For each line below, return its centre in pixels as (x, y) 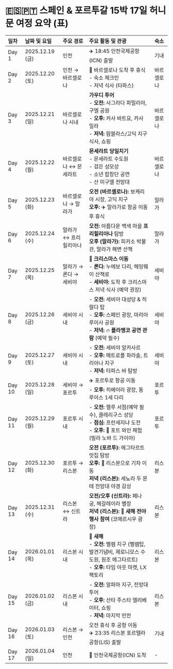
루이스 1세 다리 (106, 397)
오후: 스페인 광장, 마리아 (121, 314)
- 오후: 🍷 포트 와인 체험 (116, 430)
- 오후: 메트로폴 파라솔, (116, 355)
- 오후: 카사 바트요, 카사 (116, 118)
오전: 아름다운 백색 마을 (116, 226)
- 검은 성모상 (104, 166)
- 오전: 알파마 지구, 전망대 (118, 585)
